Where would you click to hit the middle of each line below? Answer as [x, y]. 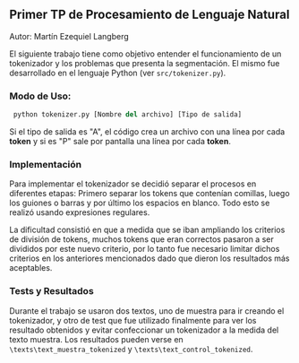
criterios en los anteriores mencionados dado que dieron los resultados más [149, 258]
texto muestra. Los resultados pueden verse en [96, 339]
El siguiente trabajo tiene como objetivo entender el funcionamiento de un [145, 54]
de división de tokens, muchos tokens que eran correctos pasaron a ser [142, 239]
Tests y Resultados [51, 291]
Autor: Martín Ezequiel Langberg [69, 36]
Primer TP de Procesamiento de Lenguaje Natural [149, 15]
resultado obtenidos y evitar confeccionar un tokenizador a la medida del [144, 330]
